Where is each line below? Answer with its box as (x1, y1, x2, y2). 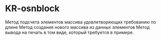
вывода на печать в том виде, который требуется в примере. (5, 29, 134, 35)
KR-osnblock (5, 3, 60, 14)
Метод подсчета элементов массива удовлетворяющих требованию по (5, 19, 156, 25)
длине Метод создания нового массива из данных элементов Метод (5, 24, 150, 30)
